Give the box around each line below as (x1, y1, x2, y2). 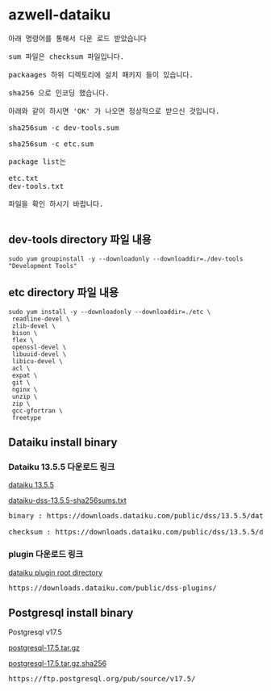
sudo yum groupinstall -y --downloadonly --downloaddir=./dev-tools (8, 254, 244, 263)
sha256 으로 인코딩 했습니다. (8, 88, 110, 98)
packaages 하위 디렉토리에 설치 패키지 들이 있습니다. (8, 70, 194, 79)
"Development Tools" (8, 262, 78, 270)
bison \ (11, 329, 38, 337)
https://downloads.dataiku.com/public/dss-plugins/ (8, 583, 218, 593)
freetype (11, 413, 42, 421)
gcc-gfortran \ (11, 406, 63, 415)
